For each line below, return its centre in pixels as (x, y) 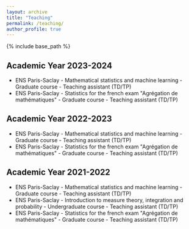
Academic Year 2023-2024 (59, 66)
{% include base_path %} (38, 46)
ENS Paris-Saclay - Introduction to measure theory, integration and (99, 200)
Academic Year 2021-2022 (59, 173)
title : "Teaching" (30, 18)
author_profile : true (34, 29)
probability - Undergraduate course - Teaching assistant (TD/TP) (97, 206)
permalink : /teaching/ (35, 23)
